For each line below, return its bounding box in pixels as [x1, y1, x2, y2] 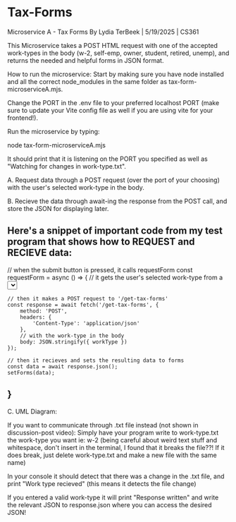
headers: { [20, 313, 52, 321]
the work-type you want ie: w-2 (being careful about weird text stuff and [7, 435, 218, 444]
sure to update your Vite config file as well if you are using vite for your [7, 106, 213, 114]
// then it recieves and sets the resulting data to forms [7, 357, 185, 364]
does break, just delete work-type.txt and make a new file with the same [7, 451, 217, 459]
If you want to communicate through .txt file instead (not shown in [7, 420, 199, 429]
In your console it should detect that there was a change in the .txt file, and [7, 472, 225, 480]
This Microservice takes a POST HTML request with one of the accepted [7, 41, 218, 49]
